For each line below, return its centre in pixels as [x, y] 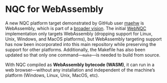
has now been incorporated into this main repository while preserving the [81, 44]
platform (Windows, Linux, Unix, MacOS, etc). [52, 75]
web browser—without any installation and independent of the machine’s [80, 70]
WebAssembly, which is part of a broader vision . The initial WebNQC [76, 28]
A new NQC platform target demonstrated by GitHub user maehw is [74, 23]
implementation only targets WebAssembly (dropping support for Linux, [79, 33]
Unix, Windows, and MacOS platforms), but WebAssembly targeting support [83, 39]
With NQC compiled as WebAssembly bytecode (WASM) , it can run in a [80, 64]
